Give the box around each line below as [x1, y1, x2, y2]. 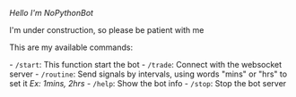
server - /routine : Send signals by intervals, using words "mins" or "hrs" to [9, 69, 288, 79]
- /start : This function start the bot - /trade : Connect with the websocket [9, 60, 283, 69]
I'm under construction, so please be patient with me [9, 25, 205, 35]
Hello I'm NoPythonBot [9, 8, 94, 18]
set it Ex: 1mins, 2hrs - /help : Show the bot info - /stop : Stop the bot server [9, 78, 287, 88]
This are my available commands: [9, 42, 133, 53]
